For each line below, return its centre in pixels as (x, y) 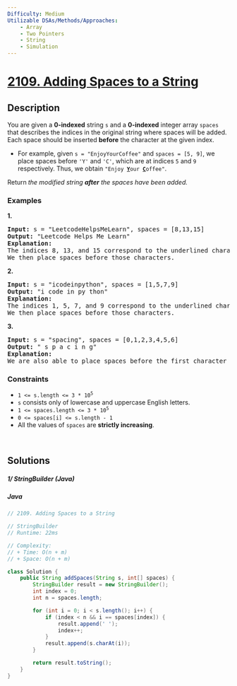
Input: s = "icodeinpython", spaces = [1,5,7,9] (93, 285)
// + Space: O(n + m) (39, 559)
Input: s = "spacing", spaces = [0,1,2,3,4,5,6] (93, 340)
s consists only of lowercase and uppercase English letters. (104, 402)
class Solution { (33, 571)
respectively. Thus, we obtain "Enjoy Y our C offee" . (92, 168)
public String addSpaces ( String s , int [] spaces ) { (97, 578)
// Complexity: (30, 545)
